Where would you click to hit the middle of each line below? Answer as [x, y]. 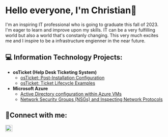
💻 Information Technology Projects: [64, 57]
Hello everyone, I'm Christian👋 [71, 10]
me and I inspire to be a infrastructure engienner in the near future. [75, 41]
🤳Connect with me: [36, 115]
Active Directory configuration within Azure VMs [71, 94]
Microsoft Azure [30, 88]
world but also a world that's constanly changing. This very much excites [82, 35]
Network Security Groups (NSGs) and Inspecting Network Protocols [91, 99]
